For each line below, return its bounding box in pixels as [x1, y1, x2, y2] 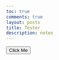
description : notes [6, 30, 54, 36]
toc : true [6, 8, 30, 15]
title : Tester [6, 24, 41, 31]
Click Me [9, 47, 28, 54]
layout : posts [6, 19, 41, 25]
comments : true [6, 14, 43, 20]
